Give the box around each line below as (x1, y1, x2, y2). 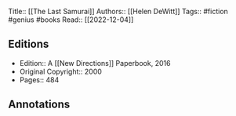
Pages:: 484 (19, 74, 60, 85)
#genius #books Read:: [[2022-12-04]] (8, 15, 134, 24)
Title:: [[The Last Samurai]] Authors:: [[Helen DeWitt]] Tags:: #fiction (8, 7, 229, 16)
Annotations (8, 98, 71, 111)
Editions (8, 38, 49, 51)
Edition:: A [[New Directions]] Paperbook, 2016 (19, 58, 171, 67)
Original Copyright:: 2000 (19, 67, 102, 76)
